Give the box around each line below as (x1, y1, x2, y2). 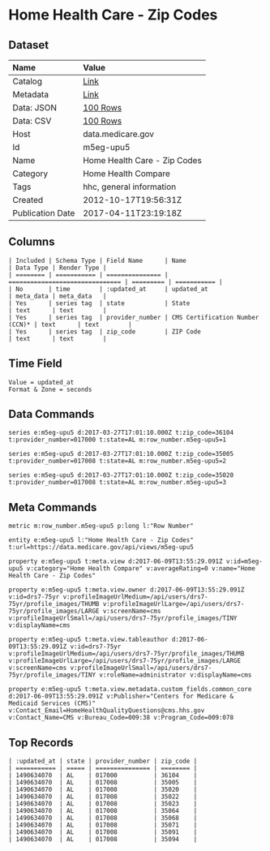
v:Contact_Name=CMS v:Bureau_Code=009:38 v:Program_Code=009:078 (8, 714, 234, 722)
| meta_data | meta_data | (8, 292, 107, 300)
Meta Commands (8, 501, 97, 514)
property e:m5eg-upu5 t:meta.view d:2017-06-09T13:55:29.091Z (8, 557, 223, 565)
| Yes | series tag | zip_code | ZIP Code (8, 327, 201, 336)
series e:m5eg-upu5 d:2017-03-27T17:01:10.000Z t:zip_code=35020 (8, 471, 234, 479)
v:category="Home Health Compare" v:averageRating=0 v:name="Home (26, 565, 255, 573)
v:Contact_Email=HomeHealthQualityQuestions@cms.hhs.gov (8, 707, 205, 715)
